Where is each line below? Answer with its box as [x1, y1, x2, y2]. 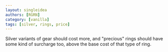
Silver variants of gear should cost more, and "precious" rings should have [5, 36, 163, 42]
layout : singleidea [5, 7, 47, 13]
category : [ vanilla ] [5, 17, 50, 22]
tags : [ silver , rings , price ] [5, 21, 70, 27]
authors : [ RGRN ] [5, 12, 40, 17]
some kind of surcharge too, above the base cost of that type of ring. [5, 41, 152, 47]
